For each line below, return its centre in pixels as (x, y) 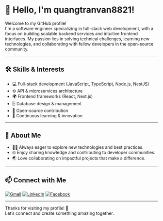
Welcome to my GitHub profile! (36, 23)
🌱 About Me (23, 135)
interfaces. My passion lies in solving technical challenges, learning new (77, 39)
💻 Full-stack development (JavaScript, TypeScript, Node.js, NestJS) (81, 84)
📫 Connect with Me (36, 180)
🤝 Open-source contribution (40, 110)
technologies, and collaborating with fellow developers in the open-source (79, 44)
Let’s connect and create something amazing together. (59, 213)
